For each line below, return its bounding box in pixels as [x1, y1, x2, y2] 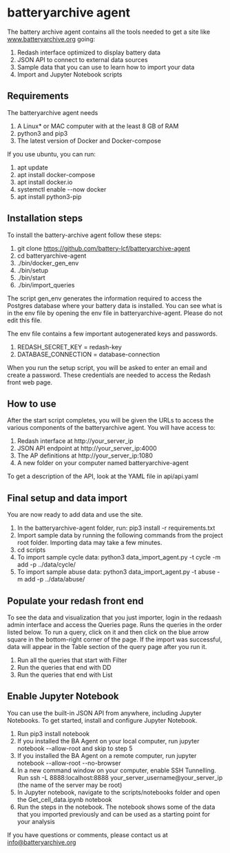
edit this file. [7, 316, 43, 325]
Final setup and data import [7, 492, 127, 504]
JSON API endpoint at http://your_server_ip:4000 [17, 444, 157, 453]
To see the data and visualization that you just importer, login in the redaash [7, 613, 222, 621]
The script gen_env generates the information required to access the [7, 294, 202, 302]
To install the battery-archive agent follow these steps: [7, 231, 162, 239]
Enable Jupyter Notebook [7, 690, 119, 702]
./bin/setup [17, 266, 49, 274]
